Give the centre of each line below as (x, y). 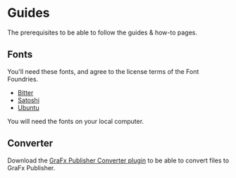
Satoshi (29, 100)
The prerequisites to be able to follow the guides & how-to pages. (103, 32)
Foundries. (23, 79)
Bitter (25, 92)
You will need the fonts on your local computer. (76, 121)
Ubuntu (29, 108)
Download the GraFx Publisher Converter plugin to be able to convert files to (118, 160)
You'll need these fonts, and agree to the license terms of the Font (103, 71)
